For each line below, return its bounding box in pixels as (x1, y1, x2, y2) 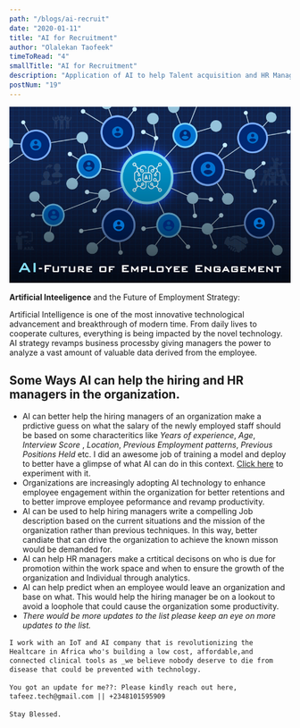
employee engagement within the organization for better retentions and (21, 487, 286, 497)
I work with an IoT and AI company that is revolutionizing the (9, 638, 254, 648)
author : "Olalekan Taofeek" (9, 43, 114, 52)
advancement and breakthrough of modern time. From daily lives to (9, 318, 257, 329)
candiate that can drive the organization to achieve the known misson (21, 534, 279, 545)
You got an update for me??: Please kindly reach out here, (9, 682, 238, 692)
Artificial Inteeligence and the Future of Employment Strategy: (9, 292, 241, 302)
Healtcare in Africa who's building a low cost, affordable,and (9, 647, 254, 656)
